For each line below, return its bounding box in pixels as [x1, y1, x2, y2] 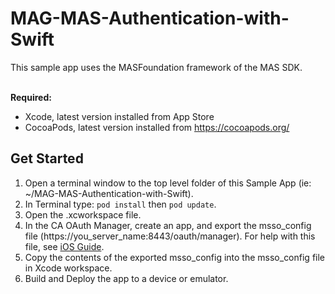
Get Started [10, 150, 84, 167]
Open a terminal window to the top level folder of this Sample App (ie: [24, 177, 312, 189]
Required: [10, 91, 52, 103]
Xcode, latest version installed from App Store [24, 110, 215, 122]
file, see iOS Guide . [24, 240, 105, 252]
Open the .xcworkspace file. [24, 208, 142, 221]
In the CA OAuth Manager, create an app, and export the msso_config [24, 219, 312, 231]
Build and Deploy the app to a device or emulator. [24, 272, 229, 284]
